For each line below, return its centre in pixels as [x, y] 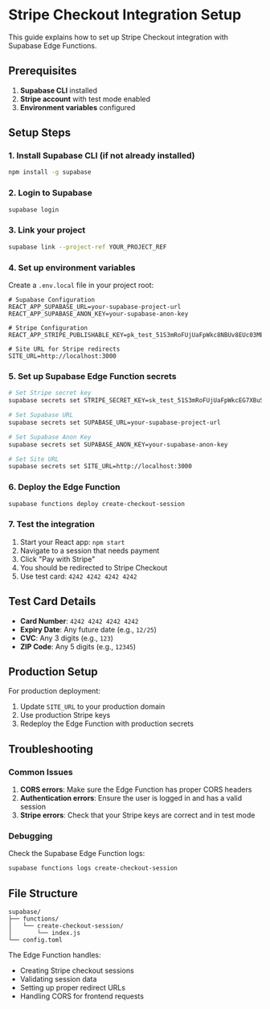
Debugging [31, 836]
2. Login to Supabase [50, 193]
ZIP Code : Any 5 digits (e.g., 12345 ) [78, 646]
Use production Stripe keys [65, 715]
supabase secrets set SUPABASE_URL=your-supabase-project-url [115, 422]
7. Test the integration [51, 525]
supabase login [34, 210]
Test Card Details [52, 601]
